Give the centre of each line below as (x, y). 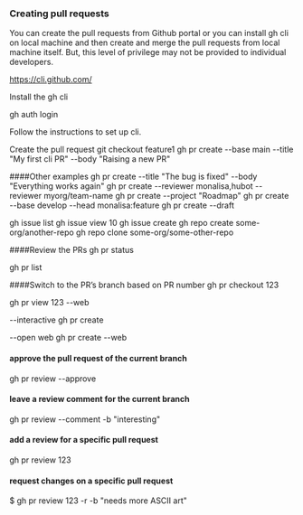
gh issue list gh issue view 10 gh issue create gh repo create (122, 223)
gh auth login (34, 115)
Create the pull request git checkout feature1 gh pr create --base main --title (151, 150)
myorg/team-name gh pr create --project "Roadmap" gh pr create (166, 196)
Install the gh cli (39, 97)
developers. (32, 62)
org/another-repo (42, 232)
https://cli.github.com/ (51, 80)
